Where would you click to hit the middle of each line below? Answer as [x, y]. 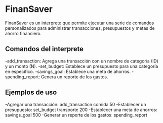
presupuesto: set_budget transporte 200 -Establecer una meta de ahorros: [81, 110]
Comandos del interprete [44, 49]
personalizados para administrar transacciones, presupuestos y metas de [80, 28]
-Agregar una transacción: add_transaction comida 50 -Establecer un [76, 104]
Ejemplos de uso [31, 92]
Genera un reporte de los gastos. [75, 77]
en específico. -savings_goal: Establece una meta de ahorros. [68, 71]
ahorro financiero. [23, 33]
